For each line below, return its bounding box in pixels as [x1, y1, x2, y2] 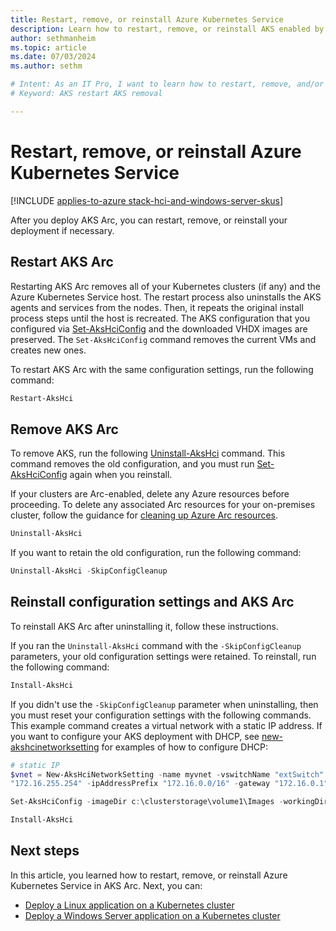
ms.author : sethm [10, 61, 83, 71]
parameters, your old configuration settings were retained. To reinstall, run [10, 650, 317, 662]
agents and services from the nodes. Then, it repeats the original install [10, 301, 304, 313]
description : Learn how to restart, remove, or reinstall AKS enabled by [10, 24, 325, 34]
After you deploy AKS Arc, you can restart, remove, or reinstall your [10, 214, 288, 226]
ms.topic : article [10, 42, 87, 53]
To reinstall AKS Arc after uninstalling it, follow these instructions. [10, 620, 279, 632]
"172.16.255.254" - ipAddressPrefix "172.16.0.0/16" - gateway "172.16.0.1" [10, 779, 329, 789]
